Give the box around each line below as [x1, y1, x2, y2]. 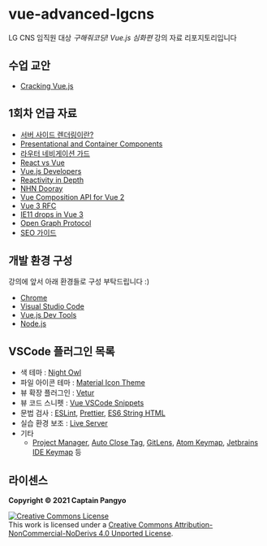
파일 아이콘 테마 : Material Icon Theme [19, 378, 146, 388]
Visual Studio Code [19, 301, 85, 311]
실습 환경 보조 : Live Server [19, 418, 108, 428]
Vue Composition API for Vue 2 [19, 192, 125, 201]
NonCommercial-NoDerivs [8, 529, 97, 538]
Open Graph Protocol [19, 218, 92, 227]
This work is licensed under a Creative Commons [8, 520, 173, 529]
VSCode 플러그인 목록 [8, 344, 115, 358]
